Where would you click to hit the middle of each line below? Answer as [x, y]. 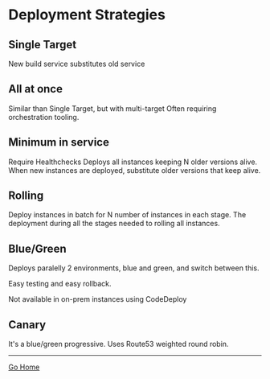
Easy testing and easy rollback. [60, 284]
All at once [35, 89]
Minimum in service [59, 142]
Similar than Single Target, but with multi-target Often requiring [112, 108]
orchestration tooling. [44, 117]
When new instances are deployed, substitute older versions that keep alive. [135, 170]
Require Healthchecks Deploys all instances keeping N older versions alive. [133, 162]
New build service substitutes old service [77, 64]
